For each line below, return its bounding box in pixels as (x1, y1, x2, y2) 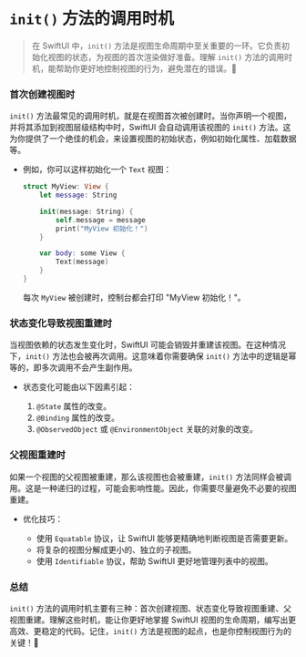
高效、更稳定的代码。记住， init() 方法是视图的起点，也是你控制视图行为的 (9, 625, 291, 636)
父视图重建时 (9, 448, 66, 461)
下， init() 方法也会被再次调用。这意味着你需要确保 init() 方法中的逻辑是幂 (9, 351, 297, 362)
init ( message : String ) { (39, 207, 134, 216)
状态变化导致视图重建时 (9, 316, 112, 329)
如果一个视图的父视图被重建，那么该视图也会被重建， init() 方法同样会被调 (9, 471, 291, 482)
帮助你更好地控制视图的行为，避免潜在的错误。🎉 (56, 63, 237, 74)
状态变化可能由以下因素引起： (22, 382, 135, 393)
